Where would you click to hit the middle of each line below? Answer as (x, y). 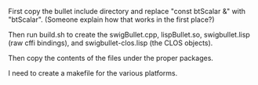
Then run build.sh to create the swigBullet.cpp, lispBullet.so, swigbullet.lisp (129, 35)
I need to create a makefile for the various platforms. (93, 73)
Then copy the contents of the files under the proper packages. (111, 58)
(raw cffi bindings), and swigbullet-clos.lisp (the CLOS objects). (111, 43)
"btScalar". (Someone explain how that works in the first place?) (111, 19)
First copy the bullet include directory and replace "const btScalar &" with (127, 11)
